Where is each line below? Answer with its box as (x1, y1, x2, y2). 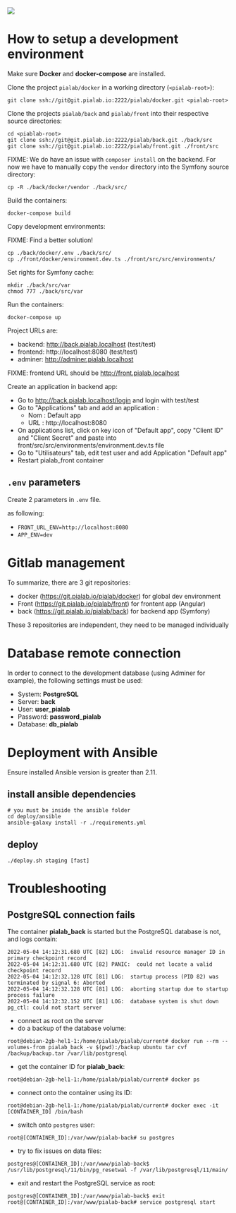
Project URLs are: (7, 326, 58, 335)
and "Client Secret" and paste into (17, 434, 117, 442)
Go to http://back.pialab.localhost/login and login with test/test (17, 395, 199, 405)
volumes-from (7, 1044, 46, 1051)
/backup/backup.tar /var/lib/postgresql (7, 1050, 128, 1058)
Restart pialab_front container (17, 455, 104, 465)
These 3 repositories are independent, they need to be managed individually (7, 621, 229, 629)
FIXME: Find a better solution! (7, 236, 94, 244)
